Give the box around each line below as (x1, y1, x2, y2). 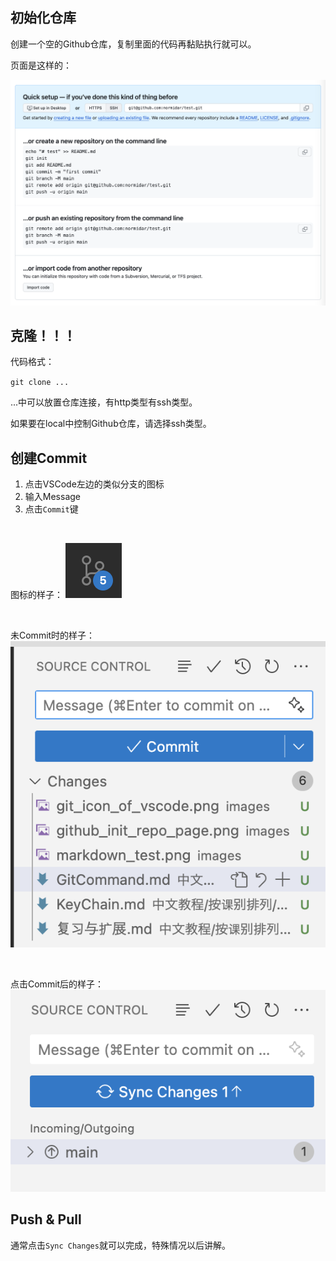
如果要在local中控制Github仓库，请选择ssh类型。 (10, 418, 212, 430)
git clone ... (10, 378, 70, 388)
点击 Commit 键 (24, 503, 79, 515)
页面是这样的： (10, 59, 72, 71)
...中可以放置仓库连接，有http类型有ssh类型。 (10, 396, 198, 408)
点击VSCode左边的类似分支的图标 (24, 478, 165, 490)
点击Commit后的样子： (10, 978, 105, 990)
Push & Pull (10, 1211, 82, 1228)
